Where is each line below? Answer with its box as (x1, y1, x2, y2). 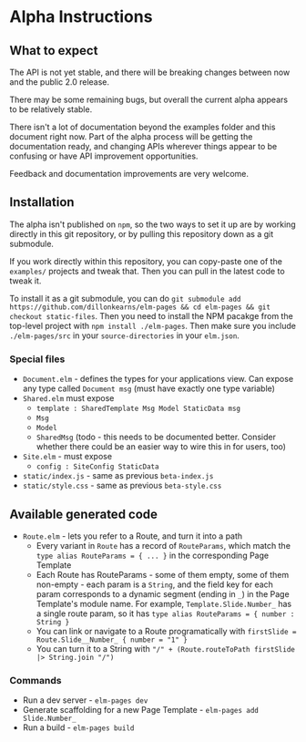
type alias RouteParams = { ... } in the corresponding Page (36, 550, 270, 561)
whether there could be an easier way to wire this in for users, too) (36, 441, 287, 452)
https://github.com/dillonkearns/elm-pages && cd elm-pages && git (9, 303, 271, 312)
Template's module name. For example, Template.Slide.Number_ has (36, 598, 292, 609)
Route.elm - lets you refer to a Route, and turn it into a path (22, 531, 243, 541)
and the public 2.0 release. (9, 77, 110, 88)
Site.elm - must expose (22, 451, 112, 462)
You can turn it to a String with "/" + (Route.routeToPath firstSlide (36, 643, 296, 654)
